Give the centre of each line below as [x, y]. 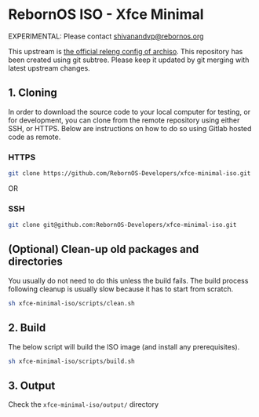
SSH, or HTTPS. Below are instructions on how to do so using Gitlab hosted [130, 128]
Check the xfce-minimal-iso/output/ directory [84, 404]
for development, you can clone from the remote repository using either [124, 120]
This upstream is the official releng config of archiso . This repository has [126, 51]
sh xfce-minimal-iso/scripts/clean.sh [71, 303]
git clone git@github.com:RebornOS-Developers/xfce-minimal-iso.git [122, 225]
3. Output [32, 385]
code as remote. [35, 137]
